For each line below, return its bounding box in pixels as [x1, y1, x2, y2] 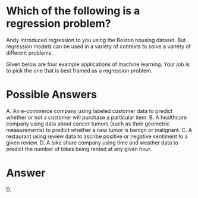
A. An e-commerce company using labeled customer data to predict [6, 107, 173, 114]
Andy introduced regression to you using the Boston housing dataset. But [6, 36, 186, 43]
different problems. [6, 49, 54, 56]
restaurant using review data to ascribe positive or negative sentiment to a [6, 133, 188, 140]
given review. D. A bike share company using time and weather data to [6, 139, 178, 146]
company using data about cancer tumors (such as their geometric [6, 120, 170, 127]
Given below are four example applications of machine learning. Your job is [6, 61, 190, 68]
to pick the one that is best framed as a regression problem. [6, 67, 153, 74]
